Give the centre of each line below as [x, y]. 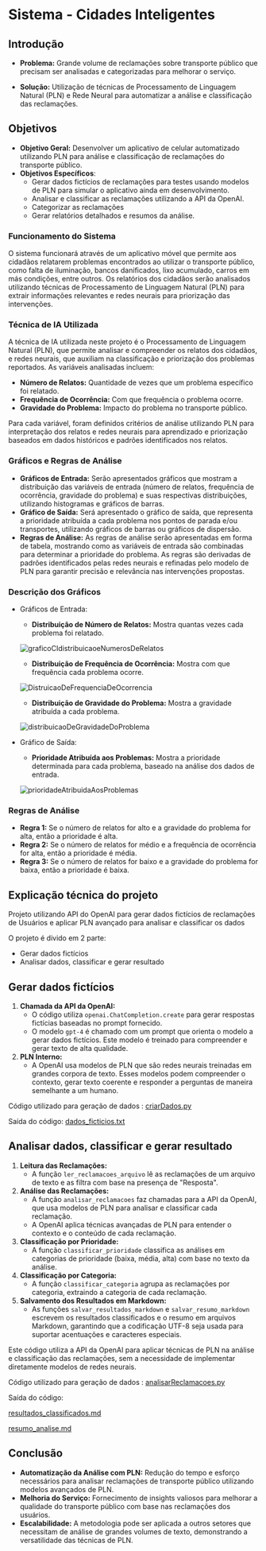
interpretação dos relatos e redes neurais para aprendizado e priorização [128, 432]
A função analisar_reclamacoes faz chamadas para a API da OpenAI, [144, 1199]
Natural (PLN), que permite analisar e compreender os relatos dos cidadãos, [133, 351]
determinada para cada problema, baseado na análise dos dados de [143, 766]
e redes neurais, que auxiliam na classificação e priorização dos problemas [131, 359]
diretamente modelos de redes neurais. [73, 1367]
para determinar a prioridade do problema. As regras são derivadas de [135, 554]
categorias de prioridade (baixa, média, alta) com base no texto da [141, 1258]
